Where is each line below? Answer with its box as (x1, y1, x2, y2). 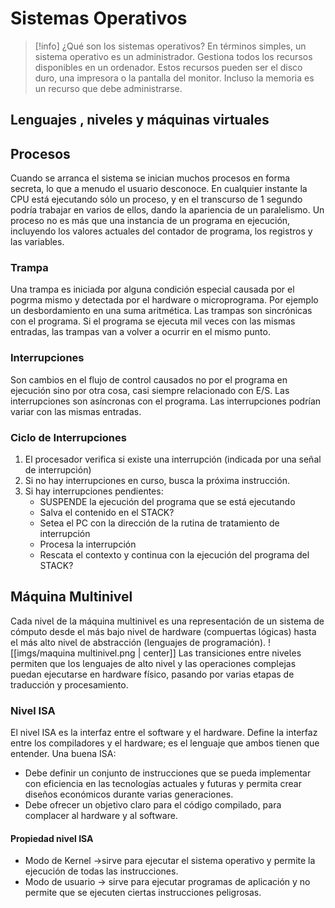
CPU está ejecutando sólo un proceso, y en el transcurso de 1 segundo (10, 193, 303, 206)
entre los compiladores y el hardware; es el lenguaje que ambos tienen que (10, 737, 320, 749)
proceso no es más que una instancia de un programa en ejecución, (10, 215, 291, 227)
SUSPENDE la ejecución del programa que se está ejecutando (39, 496, 296, 508)
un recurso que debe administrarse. (34, 82, 183, 94)
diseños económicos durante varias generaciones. (24, 788, 234, 801)
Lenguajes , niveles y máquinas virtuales (10, 112, 270, 129)
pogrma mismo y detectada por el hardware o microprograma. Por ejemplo (10, 294, 319, 306)
